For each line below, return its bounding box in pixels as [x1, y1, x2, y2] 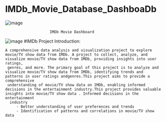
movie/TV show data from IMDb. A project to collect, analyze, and [5, 52, 148, 57]
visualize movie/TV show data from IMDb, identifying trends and [5, 69, 143, 74]
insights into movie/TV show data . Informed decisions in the [5, 91, 139, 96]
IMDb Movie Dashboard [49, 29, 94, 34]
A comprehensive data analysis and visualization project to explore [5, 48, 153, 53]
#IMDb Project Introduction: [24, 38, 81, 44]
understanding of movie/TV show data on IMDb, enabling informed [7, 82, 146, 87]
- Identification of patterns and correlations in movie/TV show [16, 108, 155, 114]
